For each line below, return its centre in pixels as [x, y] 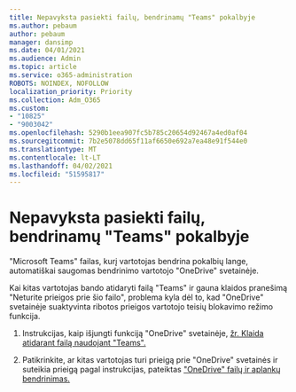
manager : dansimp [41, 42]
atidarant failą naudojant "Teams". [84, 343]
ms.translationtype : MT [53, 149]
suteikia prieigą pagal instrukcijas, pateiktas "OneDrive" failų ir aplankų [151, 370]
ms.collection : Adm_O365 [55, 100]
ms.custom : [29, 108]
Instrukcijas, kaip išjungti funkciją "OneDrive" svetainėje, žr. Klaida [143, 333]
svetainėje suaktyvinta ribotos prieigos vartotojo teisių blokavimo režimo [141, 307]
